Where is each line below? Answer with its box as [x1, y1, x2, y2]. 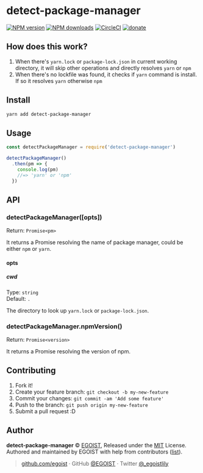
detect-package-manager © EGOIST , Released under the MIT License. [6, 441, 187, 449]
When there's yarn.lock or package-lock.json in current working [15, 57, 177, 65]
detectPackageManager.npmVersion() [6, 322, 123, 330]
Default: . [6, 295, 30, 302]
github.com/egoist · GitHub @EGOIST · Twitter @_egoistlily [21, 460, 169, 467]
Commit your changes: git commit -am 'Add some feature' [15, 394, 165, 402]
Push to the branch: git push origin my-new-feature [15, 401, 148, 408]
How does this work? [6, 42, 88, 52]
